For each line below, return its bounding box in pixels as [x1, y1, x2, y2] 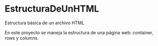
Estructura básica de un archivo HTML [5, 20, 85, 26]
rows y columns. [5, 35, 39, 41]
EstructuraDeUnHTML [5, 3, 99, 15]
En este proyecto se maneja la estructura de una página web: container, [5, 29, 153, 35]
